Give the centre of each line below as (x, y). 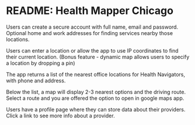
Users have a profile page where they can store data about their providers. (96, 109)
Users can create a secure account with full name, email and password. (92, 27)
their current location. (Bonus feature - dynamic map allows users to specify (98, 57)
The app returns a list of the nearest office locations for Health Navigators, (96, 74)
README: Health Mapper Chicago (90, 11)
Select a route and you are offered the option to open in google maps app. (95, 98)
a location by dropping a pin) (41, 63)
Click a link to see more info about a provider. (60, 116)
